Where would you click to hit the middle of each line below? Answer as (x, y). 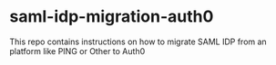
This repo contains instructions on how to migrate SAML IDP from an (138, 42)
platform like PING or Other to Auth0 (77, 51)
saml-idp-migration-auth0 (112, 17)
